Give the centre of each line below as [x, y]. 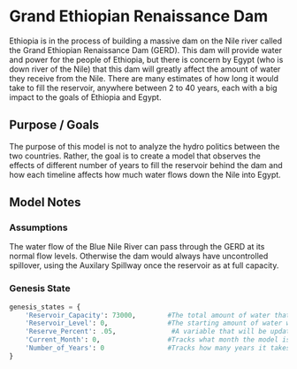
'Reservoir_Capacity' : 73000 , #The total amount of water [148, 315]
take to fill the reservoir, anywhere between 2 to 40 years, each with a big [143, 88]
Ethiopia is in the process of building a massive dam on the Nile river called [146, 41]
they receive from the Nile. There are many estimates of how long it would [144, 78]
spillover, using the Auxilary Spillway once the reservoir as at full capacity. [144, 265]
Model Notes [45, 202]
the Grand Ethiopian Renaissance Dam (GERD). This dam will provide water [146, 50]
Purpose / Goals [54, 125]
